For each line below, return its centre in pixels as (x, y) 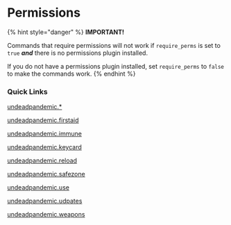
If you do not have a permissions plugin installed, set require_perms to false (115, 66)
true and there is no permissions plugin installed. (77, 53)
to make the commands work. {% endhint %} (71, 74)
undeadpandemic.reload (42, 160)
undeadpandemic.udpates (45, 201)
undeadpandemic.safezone (46, 174)
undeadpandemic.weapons (46, 215)
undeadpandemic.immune (44, 134)
